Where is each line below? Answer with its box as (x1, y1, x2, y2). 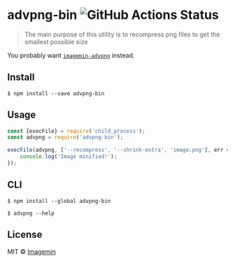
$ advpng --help (7, 210, 55, 217)
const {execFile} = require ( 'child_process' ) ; (7, 127, 145, 134)
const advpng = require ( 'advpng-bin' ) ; (7, 134, 124, 141)
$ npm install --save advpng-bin (7, 90, 105, 97)
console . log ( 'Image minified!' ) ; (20, 153, 117, 160)
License (7, 229, 43, 241)
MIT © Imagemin (7, 247, 56, 255)
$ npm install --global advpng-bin (7, 197, 111, 204)
